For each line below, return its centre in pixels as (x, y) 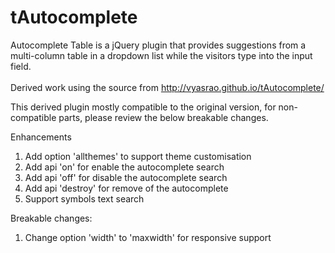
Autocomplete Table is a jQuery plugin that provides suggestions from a (158, 45)
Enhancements (41, 137)
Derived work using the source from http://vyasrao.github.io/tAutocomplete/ (167, 87)
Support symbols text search (84, 198)
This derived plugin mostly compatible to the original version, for (143, 107)
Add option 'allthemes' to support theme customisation (138, 156)
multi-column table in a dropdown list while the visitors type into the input (161, 55)
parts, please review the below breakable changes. (163, 117)
